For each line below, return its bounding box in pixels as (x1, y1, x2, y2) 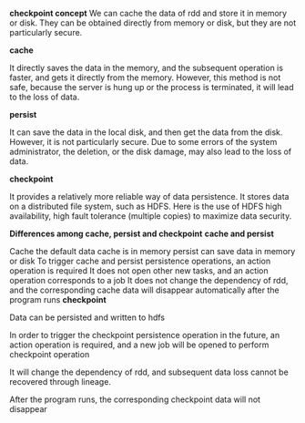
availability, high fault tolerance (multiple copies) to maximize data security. (9, 211, 292, 222)
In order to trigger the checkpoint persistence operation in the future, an (9, 330, 280, 340)
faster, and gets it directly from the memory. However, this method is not (9, 72, 281, 83)
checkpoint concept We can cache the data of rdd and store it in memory (9, 8, 288, 18)
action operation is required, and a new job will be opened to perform (9, 339, 269, 350)
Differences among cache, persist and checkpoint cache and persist (9, 228, 275, 239)
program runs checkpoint (9, 294, 107, 304)
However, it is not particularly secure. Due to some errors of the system (9, 137, 278, 147)
